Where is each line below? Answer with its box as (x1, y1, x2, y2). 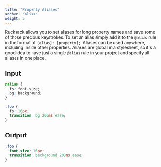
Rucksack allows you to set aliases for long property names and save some (5, 30, 156, 35)
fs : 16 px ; (9, 108, 29, 114)
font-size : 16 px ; (9, 148, 45, 153)
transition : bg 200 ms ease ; (9, 113, 66, 118)
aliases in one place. (5, 55, 46, 61)
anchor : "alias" (5, 12, 38, 16)
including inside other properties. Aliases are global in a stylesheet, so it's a (5, 45, 156, 51)
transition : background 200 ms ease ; (9, 153, 83, 158)
